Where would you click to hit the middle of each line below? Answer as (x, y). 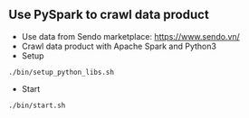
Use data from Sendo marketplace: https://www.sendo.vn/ (131, 36)
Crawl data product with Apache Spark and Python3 (119, 46)
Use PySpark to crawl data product (109, 15)
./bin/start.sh (37, 105)
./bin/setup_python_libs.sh (62, 72)
